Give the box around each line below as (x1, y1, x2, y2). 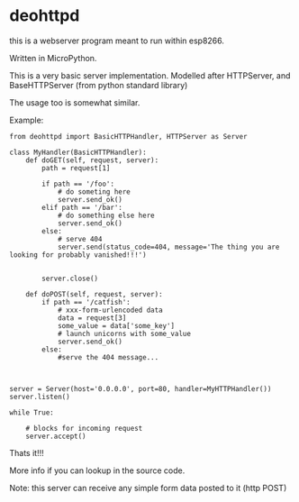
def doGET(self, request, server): (25, 155, 159, 165)
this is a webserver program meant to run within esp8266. (9, 35, 225, 46)
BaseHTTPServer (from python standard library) (9, 79, 188, 90)
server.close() (41, 274, 99, 283)
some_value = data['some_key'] (57, 321, 176, 330)
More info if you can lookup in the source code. (9, 465, 186, 476)
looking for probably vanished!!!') (9, 250, 147, 260)
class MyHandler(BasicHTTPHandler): (9, 148, 147, 157)
